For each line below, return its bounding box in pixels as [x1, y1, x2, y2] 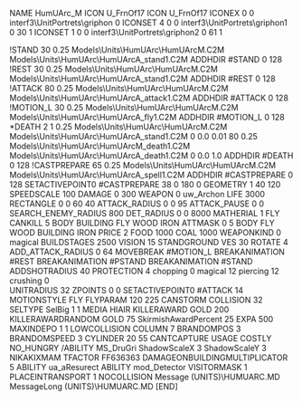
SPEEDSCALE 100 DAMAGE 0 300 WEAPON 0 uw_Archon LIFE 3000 [9, 189, 265, 199]
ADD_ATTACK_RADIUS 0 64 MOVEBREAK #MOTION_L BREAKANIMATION [9, 246, 285, 257]
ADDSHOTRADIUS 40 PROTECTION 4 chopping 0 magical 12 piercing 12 [9, 266, 280, 276]
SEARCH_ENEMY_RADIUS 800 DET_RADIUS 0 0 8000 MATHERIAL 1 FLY [9, 208, 280, 218]
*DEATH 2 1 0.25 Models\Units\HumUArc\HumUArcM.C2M [9, 121, 228, 132]
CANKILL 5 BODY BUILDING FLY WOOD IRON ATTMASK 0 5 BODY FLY [9, 217, 276, 228]
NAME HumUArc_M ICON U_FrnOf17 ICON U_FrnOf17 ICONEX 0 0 [9, 8, 255, 18]
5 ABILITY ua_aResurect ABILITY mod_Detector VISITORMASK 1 [9, 362, 248, 372]
